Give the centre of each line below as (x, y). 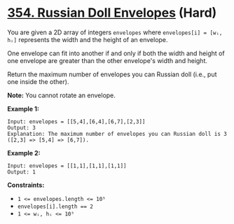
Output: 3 (22, 127)
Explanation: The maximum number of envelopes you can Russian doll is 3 (117, 134)
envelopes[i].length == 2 (55, 206)
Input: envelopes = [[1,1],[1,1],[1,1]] (67, 166)
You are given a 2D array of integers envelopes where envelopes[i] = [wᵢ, (115, 32)
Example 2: (24, 153)
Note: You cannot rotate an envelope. (61, 95)
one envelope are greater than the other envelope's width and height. (108, 60)
